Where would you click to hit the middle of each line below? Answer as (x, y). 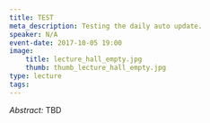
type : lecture (36, 76)
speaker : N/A (34, 34)
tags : (19, 84)
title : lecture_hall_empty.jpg (84, 59)
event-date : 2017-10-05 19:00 (66, 43)
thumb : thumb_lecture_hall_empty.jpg (96, 68)
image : (22, 51)
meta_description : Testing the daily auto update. (106, 26)
